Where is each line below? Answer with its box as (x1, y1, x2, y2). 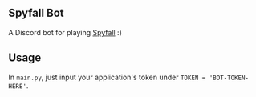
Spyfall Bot (8, 6, 64, 20)
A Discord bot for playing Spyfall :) (8, 27, 122, 37)
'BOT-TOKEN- (209, 74, 250, 82)
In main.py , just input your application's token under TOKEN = (8, 72, 206, 82)
